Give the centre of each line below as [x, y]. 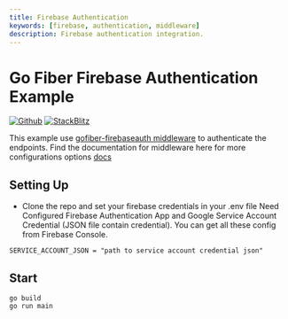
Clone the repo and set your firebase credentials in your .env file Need [150, 206]
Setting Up [39, 185]
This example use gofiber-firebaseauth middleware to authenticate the [138, 138]
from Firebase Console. [65, 235]
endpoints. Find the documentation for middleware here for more [128, 148]
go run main [31, 306]
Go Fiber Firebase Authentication [134, 78]
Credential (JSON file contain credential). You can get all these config [149, 225]
